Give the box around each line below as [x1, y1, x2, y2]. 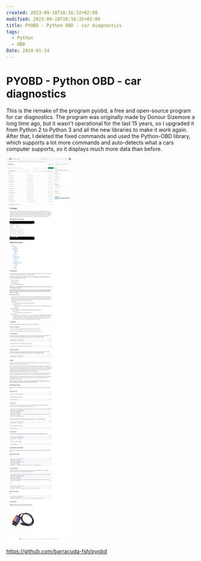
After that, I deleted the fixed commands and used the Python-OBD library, [6, 132, 191, 139]
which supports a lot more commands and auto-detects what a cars [6, 139, 174, 146]
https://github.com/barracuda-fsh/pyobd [6, 547, 107, 555]
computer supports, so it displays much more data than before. [6, 145, 163, 153]
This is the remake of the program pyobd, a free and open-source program [6, 107, 191, 114]
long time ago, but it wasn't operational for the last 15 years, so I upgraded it [6, 120, 194, 127]
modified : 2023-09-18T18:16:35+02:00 [6, 16, 101, 22]
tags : [6, 29, 20, 35]
